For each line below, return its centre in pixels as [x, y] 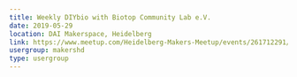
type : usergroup [39, 58]
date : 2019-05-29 [41, 26]
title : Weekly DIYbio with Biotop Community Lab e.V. [110, 17]
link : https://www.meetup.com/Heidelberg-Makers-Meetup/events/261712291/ [150, 42]
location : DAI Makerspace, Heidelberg [80, 34]
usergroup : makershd [47, 50]
